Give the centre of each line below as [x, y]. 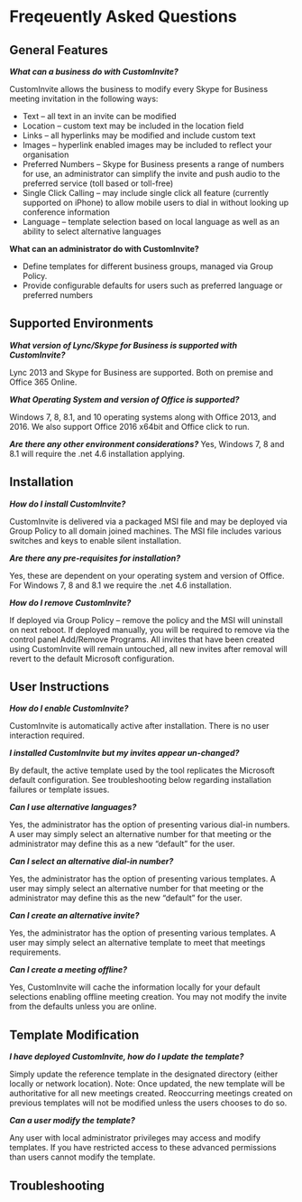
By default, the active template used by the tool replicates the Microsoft [142, 770]
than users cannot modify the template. [82, 1157]
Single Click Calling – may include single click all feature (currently [145, 193]
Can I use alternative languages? [73, 807]
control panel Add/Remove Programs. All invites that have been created [142, 639]
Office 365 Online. [43, 382]
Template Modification [74, 1034]
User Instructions [59, 687]
